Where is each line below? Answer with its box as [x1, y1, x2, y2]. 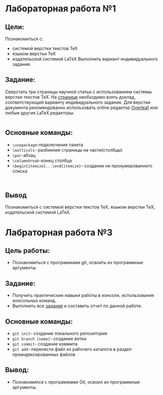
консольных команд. [12, 298, 57, 304]
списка [12, 168, 28, 174]
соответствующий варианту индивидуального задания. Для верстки [5, 99, 151, 105]
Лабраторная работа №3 [5, 226, 113, 238]
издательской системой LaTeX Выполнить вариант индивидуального [12, 56, 158, 62]
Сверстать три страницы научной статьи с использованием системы [5, 89, 152, 95]
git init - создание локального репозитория [12, 331, 108, 337]
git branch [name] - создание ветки [12, 336, 86, 342]
